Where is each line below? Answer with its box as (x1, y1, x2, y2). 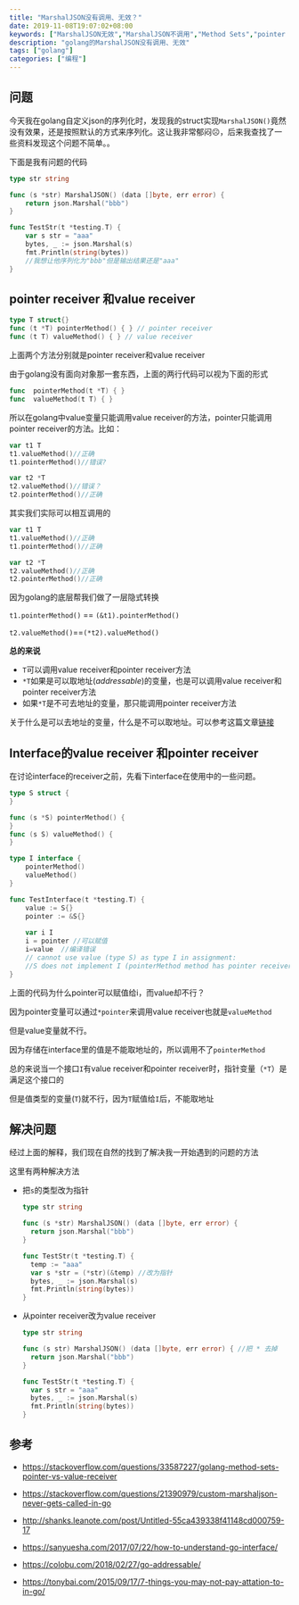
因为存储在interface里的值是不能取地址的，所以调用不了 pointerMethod (9, 1044, 265, 1054)
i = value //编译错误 (25, 945, 96, 954)
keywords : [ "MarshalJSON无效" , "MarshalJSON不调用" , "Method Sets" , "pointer (9, 29, 287, 38)
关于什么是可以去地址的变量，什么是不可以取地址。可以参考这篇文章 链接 (9, 717, 274, 728)
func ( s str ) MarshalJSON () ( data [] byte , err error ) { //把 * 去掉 (21, 1344, 279, 1353)
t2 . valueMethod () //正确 (9, 566, 95, 576)
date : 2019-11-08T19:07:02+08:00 (9, 21, 133, 30)
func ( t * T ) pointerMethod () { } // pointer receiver (9, 324, 214, 333)
